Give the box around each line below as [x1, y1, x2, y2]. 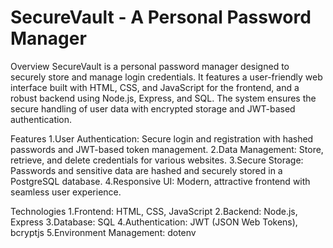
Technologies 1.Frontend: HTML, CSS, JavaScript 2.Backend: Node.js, [10, 205, 298, 217]
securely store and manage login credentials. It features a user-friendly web [10, 71, 323, 83]
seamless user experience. [10, 186, 122, 198]
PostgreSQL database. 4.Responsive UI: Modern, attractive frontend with [10, 175, 311, 187]
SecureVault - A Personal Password [10, 6, 312, 29]
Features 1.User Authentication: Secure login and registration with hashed [10, 132, 314, 145]
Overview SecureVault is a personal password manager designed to [10, 60, 290, 72]
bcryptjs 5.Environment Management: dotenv [10, 226, 197, 238]
